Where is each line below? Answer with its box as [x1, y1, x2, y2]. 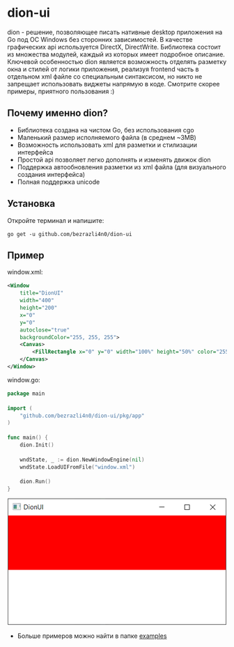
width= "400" [19, 297, 54, 304]
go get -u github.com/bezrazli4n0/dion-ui [7, 231, 132, 237]
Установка [7, 198, 56, 210]
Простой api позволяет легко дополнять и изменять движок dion [17, 155, 211, 164]
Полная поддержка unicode [17, 178, 100, 186]
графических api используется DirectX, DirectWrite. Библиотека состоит [7, 42, 221, 51]
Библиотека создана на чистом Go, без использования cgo [17, 125, 194, 134]
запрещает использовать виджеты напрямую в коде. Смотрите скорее [7, 79, 220, 88]
